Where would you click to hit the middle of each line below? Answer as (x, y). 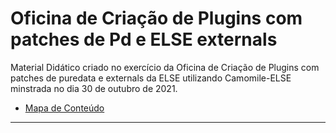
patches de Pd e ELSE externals (144, 39)
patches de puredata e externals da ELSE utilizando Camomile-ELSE (151, 78)
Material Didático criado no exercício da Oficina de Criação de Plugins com (165, 67)
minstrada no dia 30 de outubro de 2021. (94, 88)
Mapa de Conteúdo (64, 108)
